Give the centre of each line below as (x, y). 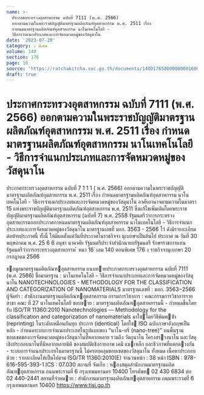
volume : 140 (21, 52)
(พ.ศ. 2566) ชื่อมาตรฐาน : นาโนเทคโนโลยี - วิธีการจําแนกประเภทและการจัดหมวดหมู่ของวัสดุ (100, 276)
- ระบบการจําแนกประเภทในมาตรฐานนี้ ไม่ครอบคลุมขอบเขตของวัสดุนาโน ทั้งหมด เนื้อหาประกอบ (101, 351)
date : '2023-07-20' (31, 40)
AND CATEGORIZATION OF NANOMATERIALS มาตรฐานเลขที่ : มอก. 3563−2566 (101, 289)
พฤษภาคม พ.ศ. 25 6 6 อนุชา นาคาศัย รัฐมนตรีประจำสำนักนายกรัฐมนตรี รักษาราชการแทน (96, 243)
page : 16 (17, 63)
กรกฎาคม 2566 (23, 257)
